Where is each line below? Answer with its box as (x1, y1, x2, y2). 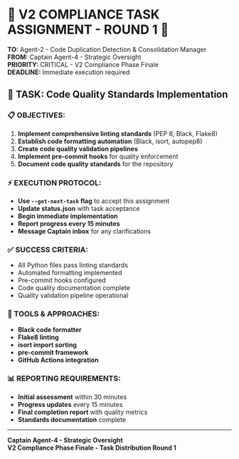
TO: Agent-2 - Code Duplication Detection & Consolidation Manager (7, 45, 207, 53)
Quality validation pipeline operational (17, 292, 129, 300)
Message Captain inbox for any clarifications (17, 227, 152, 235)
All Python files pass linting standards (17, 261, 128, 269)
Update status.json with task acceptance (17, 204, 140, 212)
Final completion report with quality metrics (17, 408, 148, 416)
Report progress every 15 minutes (17, 219, 120, 227)
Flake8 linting (17, 333, 59, 341)
